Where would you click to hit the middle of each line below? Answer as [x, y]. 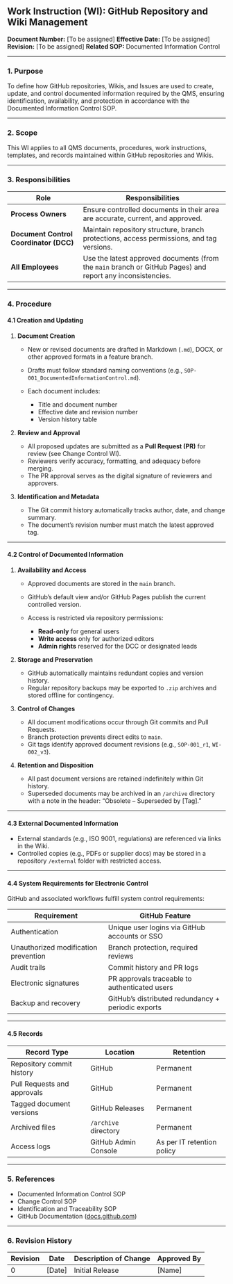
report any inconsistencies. [127, 275]
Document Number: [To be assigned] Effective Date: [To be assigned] [109, 39]
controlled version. [54, 605]
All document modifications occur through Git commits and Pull [118, 722]
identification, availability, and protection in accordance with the [98, 101]
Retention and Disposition [55, 765]
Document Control [42, 234]
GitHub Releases [117, 1108]
